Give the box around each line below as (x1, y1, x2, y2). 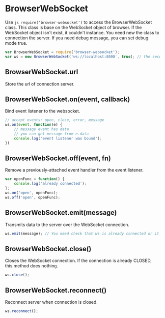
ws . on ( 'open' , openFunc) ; (5, 190, 58, 195)
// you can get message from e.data (14, 131, 89, 136)
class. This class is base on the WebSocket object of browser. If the (5, 24, 142, 30)
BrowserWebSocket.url (5, 68, 79, 76)
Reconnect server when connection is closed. (5, 299, 98, 305)
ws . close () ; (5, 272, 29, 278)
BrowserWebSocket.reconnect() (5, 286, 107, 294)
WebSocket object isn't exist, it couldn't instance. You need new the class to (5, 29, 160, 35)
